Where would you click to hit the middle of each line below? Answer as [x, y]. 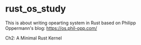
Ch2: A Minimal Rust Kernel [33, 38]
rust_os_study [36, 9]
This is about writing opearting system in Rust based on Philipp [70, 23]
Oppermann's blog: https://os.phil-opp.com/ [51, 28]
